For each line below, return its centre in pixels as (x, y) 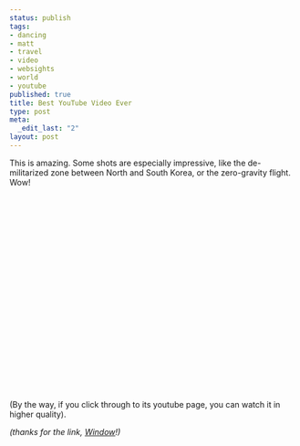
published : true (40, 94)
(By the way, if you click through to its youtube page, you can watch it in (145, 404)
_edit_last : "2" (48, 129)
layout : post (34, 137)
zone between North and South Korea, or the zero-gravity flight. (171, 172)
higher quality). (38, 414)
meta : (20, 120)
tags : (20, 27)
